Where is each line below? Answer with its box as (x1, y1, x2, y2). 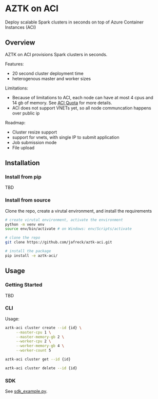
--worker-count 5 (16, 348, 51, 353)
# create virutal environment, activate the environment (5, 217, 123, 222)
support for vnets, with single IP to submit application (12, 134, 119, 140)
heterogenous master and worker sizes (12, 75, 91, 81)
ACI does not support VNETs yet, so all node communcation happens (12, 105, 151, 111)
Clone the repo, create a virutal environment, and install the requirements (5, 208, 152, 214)
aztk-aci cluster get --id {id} (5, 357, 71, 362)
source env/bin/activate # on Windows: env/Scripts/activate (5, 226, 132, 231)
